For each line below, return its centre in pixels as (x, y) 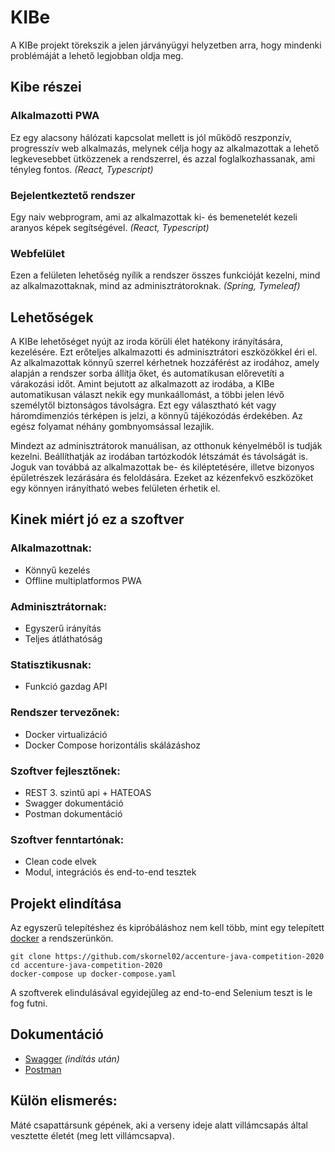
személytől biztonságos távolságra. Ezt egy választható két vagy (143, 405)
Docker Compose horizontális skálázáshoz (113, 745)
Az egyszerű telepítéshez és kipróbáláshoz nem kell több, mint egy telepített (167, 928)
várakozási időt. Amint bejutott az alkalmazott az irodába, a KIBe (142, 384)
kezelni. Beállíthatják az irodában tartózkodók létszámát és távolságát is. (159, 457)
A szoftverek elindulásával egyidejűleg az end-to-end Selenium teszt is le (161, 993)
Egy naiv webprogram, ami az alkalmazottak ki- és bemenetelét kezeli (154, 217)
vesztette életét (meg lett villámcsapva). (92, 1135)
